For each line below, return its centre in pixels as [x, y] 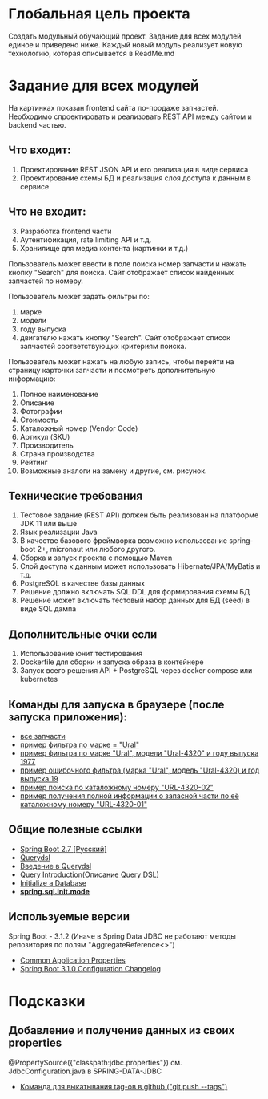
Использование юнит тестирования [81, 654]
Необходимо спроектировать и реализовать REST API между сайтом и [130, 116]
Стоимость [39, 420]
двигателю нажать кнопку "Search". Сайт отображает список [125, 337]
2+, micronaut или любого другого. [96, 549]
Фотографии [41, 411]
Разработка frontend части [66, 231]
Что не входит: [47, 212]
